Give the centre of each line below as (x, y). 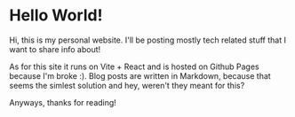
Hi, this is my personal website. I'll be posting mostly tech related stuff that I (148, 40)
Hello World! (56, 16)
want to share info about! (55, 49)
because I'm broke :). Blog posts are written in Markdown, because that (140, 75)
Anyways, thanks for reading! (63, 102)
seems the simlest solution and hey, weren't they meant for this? (127, 85)
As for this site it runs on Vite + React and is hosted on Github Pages (134, 66)
